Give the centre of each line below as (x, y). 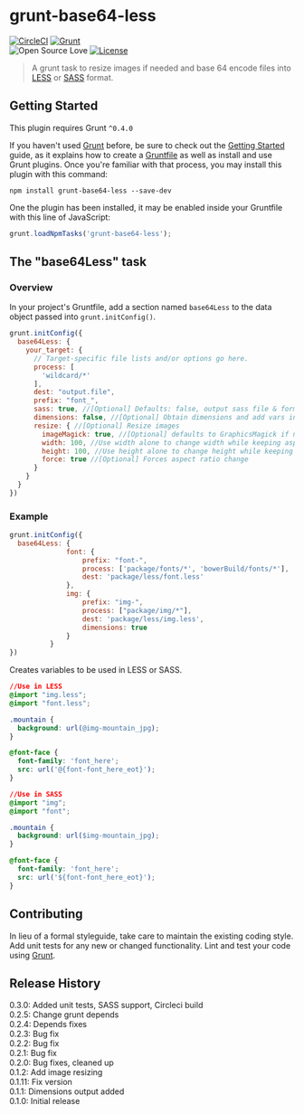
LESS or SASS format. (72, 77)
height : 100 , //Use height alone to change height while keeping (168, 451)
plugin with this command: (59, 174)
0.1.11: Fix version (41, 1082)
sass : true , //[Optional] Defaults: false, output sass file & (155, 409)
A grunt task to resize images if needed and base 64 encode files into (161, 68)
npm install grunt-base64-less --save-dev (90, 191)
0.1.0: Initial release (45, 1101)
